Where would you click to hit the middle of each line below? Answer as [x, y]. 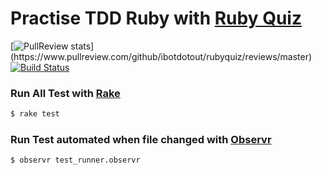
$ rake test [35, 114]
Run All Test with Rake [65, 93]
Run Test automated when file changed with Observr [141, 140]
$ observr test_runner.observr [75, 160]
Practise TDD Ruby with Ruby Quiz [156, 18]
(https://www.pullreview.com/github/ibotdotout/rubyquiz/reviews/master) [161, 56]
